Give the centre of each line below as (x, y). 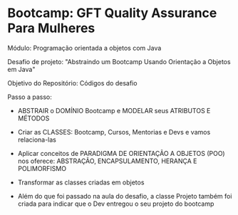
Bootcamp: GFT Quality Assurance (112, 13)
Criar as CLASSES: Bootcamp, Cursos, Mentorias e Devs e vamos (114, 132)
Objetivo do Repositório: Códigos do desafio (72, 83)
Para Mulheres (51, 28)
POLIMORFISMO (42, 168)
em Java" (21, 69)
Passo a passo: (30, 97)
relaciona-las (37, 140)
